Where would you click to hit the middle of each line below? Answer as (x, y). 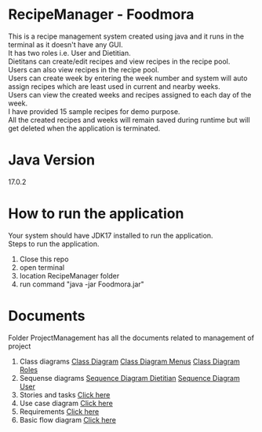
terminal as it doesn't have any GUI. (65, 44)
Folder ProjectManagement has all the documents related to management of (131, 338)
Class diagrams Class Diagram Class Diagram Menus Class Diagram (130, 361)
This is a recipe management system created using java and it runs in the (126, 36)
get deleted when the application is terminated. (84, 128)
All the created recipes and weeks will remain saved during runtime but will (129, 120)
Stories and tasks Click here (65, 394)
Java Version (52, 160)
